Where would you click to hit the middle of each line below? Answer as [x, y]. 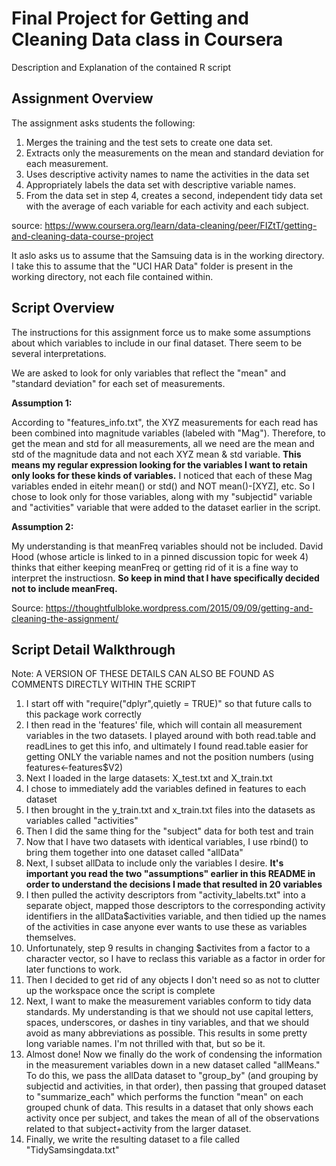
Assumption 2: [42, 526]
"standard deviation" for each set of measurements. [118, 383]
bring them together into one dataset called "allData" [134, 853]
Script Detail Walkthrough [93, 649]
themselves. [51, 938]
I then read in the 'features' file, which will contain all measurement [164, 725]
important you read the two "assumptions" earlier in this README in [170, 874]
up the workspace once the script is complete [120, 991]
